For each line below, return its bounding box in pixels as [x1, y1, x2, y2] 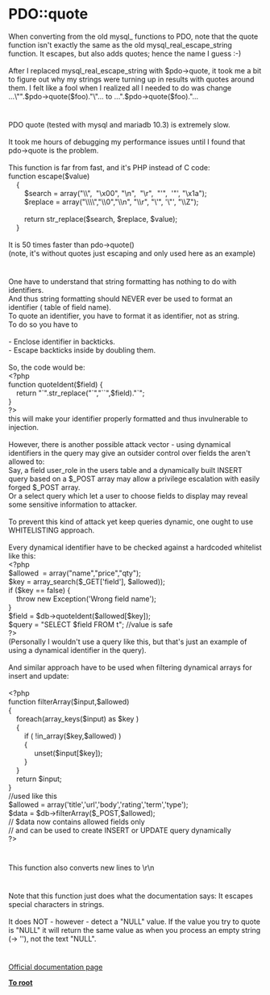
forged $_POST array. [8, 483, 81, 492]
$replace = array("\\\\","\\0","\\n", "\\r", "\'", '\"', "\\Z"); [23, 197, 199, 207]
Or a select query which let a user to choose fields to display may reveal [8, 491, 248, 501]
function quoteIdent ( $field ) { [8, 380, 103, 390]
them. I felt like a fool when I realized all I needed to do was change [8, 82, 232, 93]
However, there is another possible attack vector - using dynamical [8, 440, 231, 449]
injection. [8, 423, 39, 433]
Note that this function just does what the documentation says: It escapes [8, 891, 254, 901]
